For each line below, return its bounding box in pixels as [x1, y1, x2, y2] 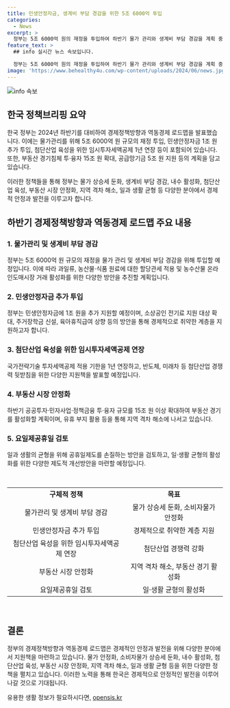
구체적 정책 [49, 489, 84, 499]
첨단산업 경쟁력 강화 [143, 544, 205, 553]
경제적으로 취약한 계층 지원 [133, 526, 215, 535]
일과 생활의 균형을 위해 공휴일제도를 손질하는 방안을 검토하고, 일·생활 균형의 [7, 451, 208, 459]
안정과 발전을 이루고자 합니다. [14, 195, 94, 203]
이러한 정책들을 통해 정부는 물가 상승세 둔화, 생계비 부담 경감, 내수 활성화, [7, 177, 202, 186]
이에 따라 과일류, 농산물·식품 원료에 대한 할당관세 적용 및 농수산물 [32, 265, 206, 273]
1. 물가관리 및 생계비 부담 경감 [7, 239, 98, 248]
